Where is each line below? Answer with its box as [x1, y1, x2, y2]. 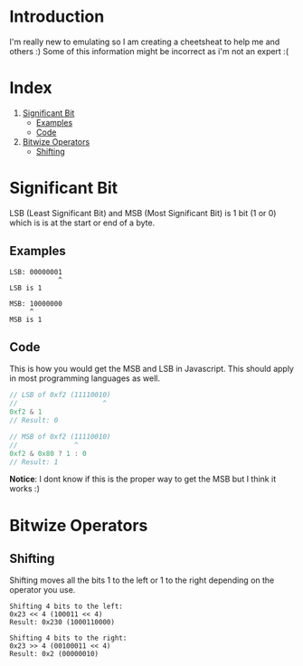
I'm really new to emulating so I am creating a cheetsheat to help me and [9, 36, 280, 47]
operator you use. [9, 585, 76, 595]
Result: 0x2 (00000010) [9, 650, 99, 659]
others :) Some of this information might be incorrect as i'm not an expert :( [9, 45, 289, 56]
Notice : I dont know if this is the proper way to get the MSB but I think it [9, 473, 277, 485]
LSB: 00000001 [9, 267, 63, 277]
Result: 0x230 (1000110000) [9, 618, 116, 627]
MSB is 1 [9, 315, 43, 324]
